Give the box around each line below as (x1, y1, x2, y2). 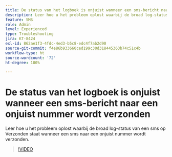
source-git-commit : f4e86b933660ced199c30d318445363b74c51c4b (5, 46, 141, 51)
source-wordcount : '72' (5, 55, 56, 61)
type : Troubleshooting (5, 31, 54, 36)
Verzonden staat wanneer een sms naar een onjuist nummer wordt (5, 131, 146, 137)
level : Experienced (5, 27, 47, 32)
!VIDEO (17, 146, 33, 152)
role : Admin (5, 22, 31, 27)
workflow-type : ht (5, 50, 45, 55)
